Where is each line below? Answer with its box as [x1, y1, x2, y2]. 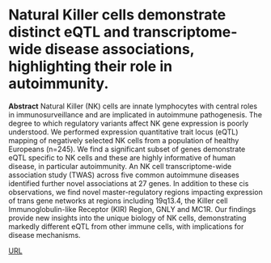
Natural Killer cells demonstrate [8, 6, 227, 24]
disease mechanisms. [8, 230, 81, 240]
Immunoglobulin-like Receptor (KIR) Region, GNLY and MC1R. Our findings [8, 204, 256, 214]
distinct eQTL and [8, 23, 130, 41]
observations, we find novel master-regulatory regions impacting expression [8, 187, 263, 197]
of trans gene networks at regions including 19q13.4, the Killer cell [8, 196, 228, 206]
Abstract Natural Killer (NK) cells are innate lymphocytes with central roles [8, 101, 257, 111]
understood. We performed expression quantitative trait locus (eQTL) [8, 127, 239, 137]
